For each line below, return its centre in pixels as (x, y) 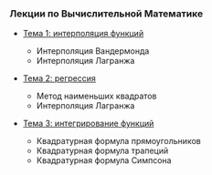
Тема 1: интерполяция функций (83, 34)
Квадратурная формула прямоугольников (118, 141)
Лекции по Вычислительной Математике (106, 14)
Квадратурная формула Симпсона (104, 160)
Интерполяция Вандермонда (93, 51)
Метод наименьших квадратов (96, 96)
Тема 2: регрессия (59, 78)
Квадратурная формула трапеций (102, 151)
